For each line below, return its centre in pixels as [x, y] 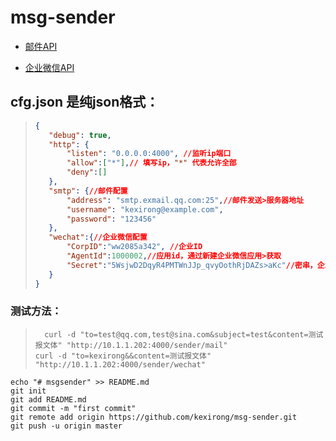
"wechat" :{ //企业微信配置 [98, 237]
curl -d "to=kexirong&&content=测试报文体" [123, 356]
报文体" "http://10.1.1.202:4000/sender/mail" [131, 345]
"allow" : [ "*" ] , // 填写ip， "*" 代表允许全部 [151, 163]
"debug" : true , [80, 135]
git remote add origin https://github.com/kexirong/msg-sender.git [154, 417]
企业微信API [49, 67]
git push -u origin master [66, 426]
